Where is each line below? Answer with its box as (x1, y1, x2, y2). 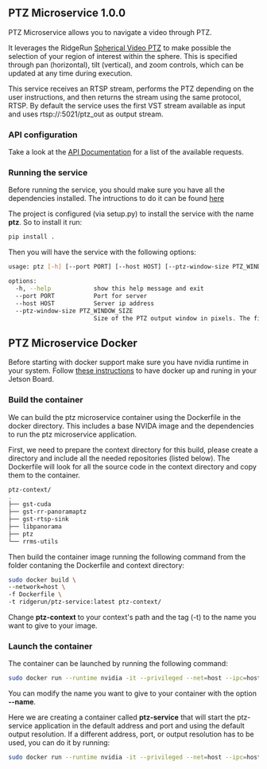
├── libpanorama (8, 522, 62, 531)
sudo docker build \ (8, 575, 77, 584)
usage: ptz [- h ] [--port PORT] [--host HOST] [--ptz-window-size (8, 263, 229, 271)
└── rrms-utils (8, 537, 59, 545)
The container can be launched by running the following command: (8, 659, 228, 669)
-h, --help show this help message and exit (15, 284, 204, 293)
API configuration (8, 129, 78, 140)
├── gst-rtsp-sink (8, 516, 69, 524)
